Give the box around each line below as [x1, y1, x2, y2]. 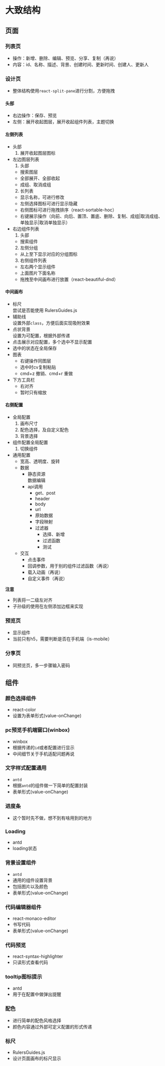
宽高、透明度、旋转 [20, 458, 60, 464]
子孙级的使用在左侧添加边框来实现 [12, 603, 84, 609]
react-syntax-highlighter [12, 953, 63, 959]
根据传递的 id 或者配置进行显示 [12, 744, 75, 751]
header [35, 495, 50, 501]
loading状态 [12, 845, 37, 852]
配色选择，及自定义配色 [20, 427, 69, 433]
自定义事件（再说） [27, 575, 68, 581]
